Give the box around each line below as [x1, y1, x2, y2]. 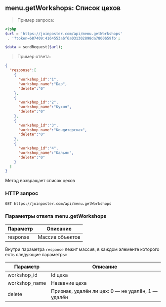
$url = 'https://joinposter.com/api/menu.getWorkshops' [5, 31, 123, 36]
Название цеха [51, 279, 87, 286]
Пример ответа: [17, 54, 51, 60]
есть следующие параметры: [5, 251, 68, 257]
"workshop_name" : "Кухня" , [18, 105, 72, 110]
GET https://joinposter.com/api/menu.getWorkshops [5, 201, 112, 206]
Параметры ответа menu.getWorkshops [5, 212, 107, 219]
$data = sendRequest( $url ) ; [5, 44, 63, 50]
